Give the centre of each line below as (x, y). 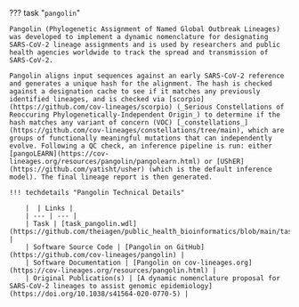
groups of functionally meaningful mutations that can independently (141, 138)
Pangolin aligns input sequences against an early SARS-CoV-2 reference (147, 76)
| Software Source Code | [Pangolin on (99, 247)
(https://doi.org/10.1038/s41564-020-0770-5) (95, 294)
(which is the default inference (210, 169)
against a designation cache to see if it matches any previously (135, 92)
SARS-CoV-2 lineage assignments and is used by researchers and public (145, 44)
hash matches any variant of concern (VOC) (91, 123)
